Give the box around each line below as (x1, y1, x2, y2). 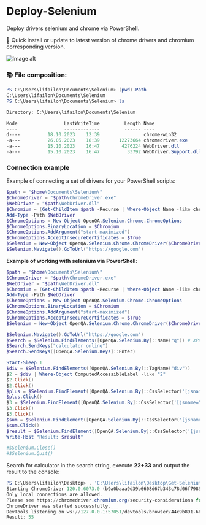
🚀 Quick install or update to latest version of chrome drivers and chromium (6, 36, 194, 44)
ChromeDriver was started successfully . (6, 503, 112, 509)
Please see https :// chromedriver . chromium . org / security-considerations (6, 497, 193, 504)
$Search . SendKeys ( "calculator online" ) (6, 343, 109, 349)
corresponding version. (6, 43, 66, 50)
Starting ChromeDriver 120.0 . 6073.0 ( (6, 486, 105, 492)
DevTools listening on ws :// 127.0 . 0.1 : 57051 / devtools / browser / (6, 508, 172, 515)
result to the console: (6, 468, 60, 476)
